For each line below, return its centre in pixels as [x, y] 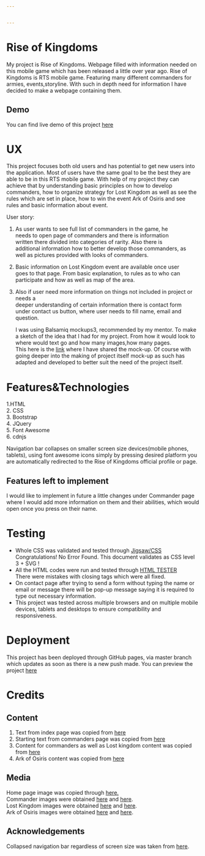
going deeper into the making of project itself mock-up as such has [100, 356]
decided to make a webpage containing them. [64, 90]
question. [27, 318]
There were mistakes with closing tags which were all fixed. [90, 576]
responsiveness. [36, 616]
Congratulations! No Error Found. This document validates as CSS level [105, 557]
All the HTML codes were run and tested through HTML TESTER [96, 570]
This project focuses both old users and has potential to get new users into [101, 166]
